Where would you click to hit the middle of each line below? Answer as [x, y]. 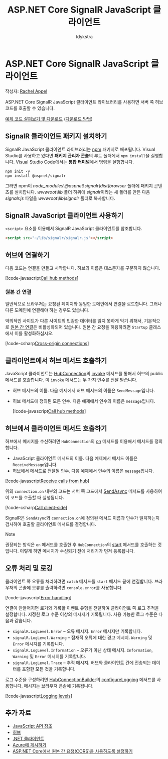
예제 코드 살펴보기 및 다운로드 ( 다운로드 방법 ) [49, 119]
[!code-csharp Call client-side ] [36, 507]
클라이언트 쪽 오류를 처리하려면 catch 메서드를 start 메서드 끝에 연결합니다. [79, 581]
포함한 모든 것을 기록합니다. [49, 669]
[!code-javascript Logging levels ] [39, 696]
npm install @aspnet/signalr [36, 176]
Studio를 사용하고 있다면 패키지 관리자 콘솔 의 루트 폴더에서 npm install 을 [77, 155]
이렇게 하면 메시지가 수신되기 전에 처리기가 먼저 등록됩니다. [77, 551]
